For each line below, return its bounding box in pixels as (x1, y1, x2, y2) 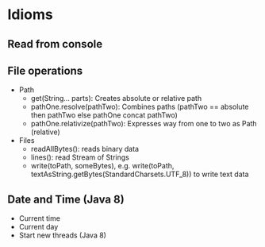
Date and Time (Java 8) (7, 192, 125, 206)
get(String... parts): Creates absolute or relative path (30, 94, 202, 103)
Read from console (7, 37, 103, 51)
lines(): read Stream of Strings (30, 152, 130, 162)
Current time (18, 214, 61, 223)
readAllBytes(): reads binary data (30, 145, 140, 154)
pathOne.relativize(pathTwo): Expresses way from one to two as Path (30, 119, 257, 129)
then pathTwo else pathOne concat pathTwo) (30, 110, 178, 120)
